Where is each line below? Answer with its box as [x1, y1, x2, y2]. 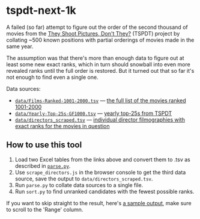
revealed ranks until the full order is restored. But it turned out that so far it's [6, 67, 195, 74]
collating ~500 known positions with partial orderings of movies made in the [6, 36, 195, 43]
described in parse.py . [14, 162, 71, 169]
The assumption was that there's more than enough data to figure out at [6, 54, 184, 61]
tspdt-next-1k [6, 4, 76, 17]
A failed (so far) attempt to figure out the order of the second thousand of [6, 23, 188, 31]
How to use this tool [6, 140, 82, 150]
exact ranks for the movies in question [14, 122, 110, 129]
